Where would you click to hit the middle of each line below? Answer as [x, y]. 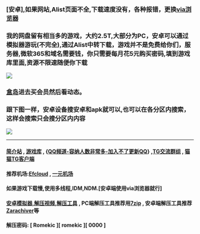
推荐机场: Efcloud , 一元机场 [40, 173]
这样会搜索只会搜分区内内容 [46, 118]
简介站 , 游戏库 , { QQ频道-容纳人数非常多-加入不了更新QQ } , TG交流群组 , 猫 [98, 152]
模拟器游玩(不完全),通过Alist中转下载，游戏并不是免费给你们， [96, 45]
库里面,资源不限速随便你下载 [47, 63]
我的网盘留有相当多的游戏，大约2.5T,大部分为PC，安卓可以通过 [97, 36]
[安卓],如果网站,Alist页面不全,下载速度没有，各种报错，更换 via [96, 9]
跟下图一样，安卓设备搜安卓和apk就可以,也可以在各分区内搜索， [98, 110]
